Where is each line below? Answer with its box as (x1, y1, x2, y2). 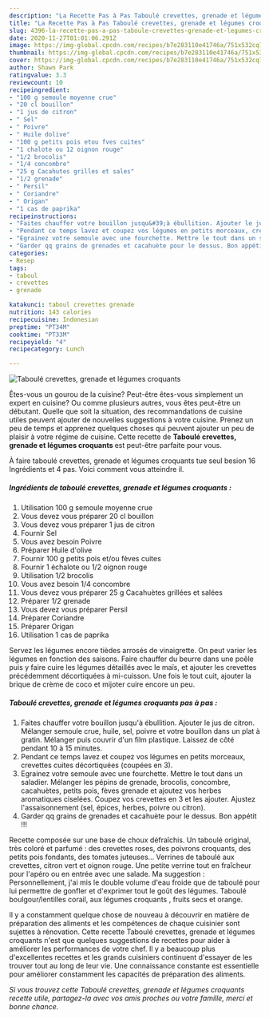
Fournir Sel (20, 529, 57, 538)
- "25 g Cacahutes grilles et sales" (9, 168, 135, 176)
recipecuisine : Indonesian (9, 315, 99, 323)
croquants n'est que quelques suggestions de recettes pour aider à (9, 936, 231, 945)
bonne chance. (9, 1002, 59, 1012)
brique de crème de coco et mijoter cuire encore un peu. (9, 679, 196, 689)
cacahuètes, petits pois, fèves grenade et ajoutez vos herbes (20, 786, 222, 795)
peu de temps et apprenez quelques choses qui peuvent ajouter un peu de (9, 424, 255, 434)
